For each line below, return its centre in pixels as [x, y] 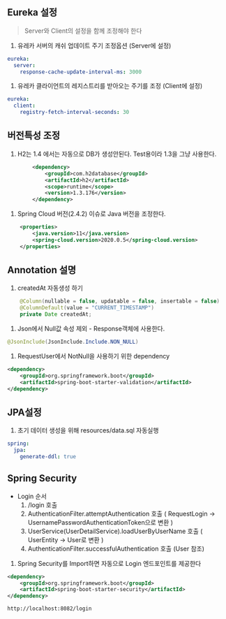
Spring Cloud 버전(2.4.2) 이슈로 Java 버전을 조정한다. [91, 214]
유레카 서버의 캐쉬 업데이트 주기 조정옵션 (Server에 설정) [94, 45]
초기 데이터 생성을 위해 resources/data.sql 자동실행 [88, 430]
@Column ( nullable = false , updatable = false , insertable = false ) [120, 301]
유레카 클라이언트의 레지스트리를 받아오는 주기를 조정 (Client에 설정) [110, 86]
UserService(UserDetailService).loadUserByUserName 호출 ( [115, 531]
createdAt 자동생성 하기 [50, 288]
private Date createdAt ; [56, 314]
